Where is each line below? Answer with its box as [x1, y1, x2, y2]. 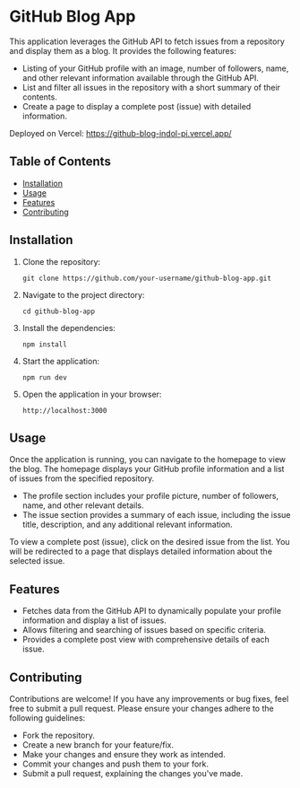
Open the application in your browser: [21, 389, 162, 399]
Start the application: [21, 355, 100, 366]
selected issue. [9, 556, 65, 566]
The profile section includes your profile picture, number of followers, [21, 491, 279, 502]
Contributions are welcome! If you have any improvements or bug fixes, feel [9, 694, 289, 704]
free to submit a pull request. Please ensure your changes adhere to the [9, 703, 275, 714]
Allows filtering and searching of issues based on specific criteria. [21, 625, 267, 635]
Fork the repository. [21, 730, 96, 740]
